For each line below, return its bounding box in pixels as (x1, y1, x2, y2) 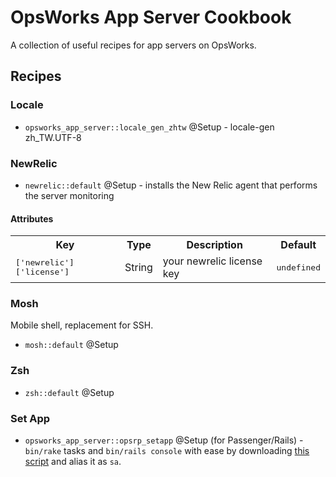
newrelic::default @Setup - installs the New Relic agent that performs (24, 179, 318, 191)
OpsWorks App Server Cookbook (10, 6, 292, 29)
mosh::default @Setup (24, 339, 119, 351)
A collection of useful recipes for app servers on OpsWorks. (10, 39, 257, 51)
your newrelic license (162, 254, 263, 268)
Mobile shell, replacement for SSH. (10, 319, 154, 331)
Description (186, 238, 243, 252)
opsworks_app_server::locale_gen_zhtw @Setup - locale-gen (24, 121, 275, 133)
